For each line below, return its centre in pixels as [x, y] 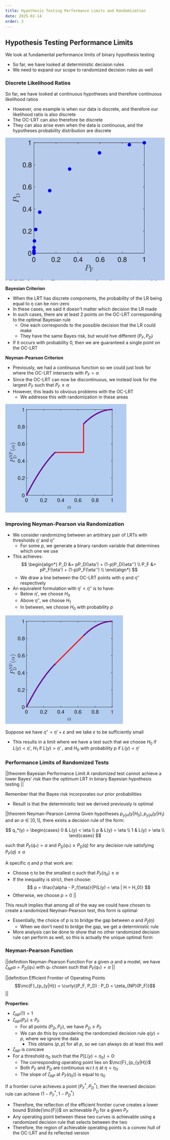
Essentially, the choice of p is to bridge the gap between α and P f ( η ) [83, 921]
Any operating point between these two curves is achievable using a [84, 1117]
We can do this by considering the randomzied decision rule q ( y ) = [90, 1033]
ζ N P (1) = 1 [23, 1014]
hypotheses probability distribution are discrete [62, 131]
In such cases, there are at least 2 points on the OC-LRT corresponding [87, 314]
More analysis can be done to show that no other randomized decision [86, 932]
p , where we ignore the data [50, 1038]
